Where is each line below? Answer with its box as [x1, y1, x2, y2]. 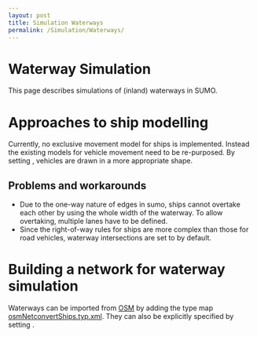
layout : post [8, 11, 51, 20]
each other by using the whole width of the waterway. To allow [19, 208, 223, 218]
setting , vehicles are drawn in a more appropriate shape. [8, 156, 193, 166]
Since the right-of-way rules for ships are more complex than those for [19, 225, 249, 234]
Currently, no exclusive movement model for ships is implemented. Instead [8, 139, 250, 149]
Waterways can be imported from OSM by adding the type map [8, 303, 214, 313]
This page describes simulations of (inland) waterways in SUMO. [8, 86, 218, 95]
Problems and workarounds [8, 178, 147, 192]
